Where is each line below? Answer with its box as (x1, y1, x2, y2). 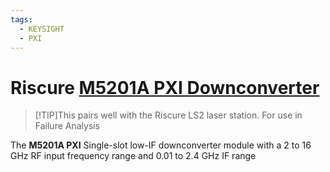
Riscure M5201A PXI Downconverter (10, 76, 320, 99)
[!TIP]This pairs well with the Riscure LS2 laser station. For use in (34, 109, 303, 121)
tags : (10, 14, 33, 25)
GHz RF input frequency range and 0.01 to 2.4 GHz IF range (10, 150, 257, 162)
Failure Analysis (34, 120, 101, 132)
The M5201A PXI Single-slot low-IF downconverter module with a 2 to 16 (10, 139, 312, 151)
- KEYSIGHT (19, 24, 65, 34)
